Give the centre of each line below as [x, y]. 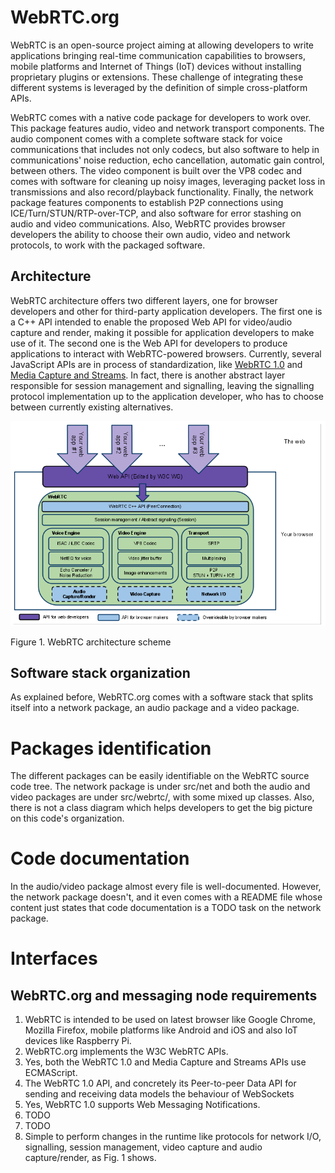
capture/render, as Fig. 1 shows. [90, 1158]
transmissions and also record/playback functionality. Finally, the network [162, 192]
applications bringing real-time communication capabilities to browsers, [158, 55]
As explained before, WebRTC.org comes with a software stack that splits [162, 697]
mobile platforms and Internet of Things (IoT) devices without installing [156, 66]
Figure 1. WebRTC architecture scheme [91, 642]
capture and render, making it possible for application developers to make [162, 332]
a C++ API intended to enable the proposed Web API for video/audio [151, 322]
